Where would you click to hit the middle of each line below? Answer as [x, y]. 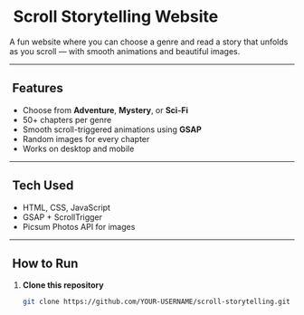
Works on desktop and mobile [78, 148]
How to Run [45, 263]
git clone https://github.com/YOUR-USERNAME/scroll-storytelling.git [157, 302]
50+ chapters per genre [67, 119]
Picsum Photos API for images [79, 226]
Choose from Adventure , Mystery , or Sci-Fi [105, 110]
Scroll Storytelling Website [116, 17]
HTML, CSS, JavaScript [66, 207]
